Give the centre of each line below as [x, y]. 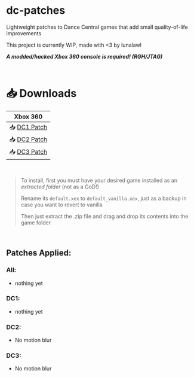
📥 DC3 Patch [28, 151]
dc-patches [36, 10]
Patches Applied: [39, 253]
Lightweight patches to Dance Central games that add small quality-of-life [97, 27]
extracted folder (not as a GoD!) [60, 187]
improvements [24, 33]
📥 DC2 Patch [28, 139]
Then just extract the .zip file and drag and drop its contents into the [104, 216]
